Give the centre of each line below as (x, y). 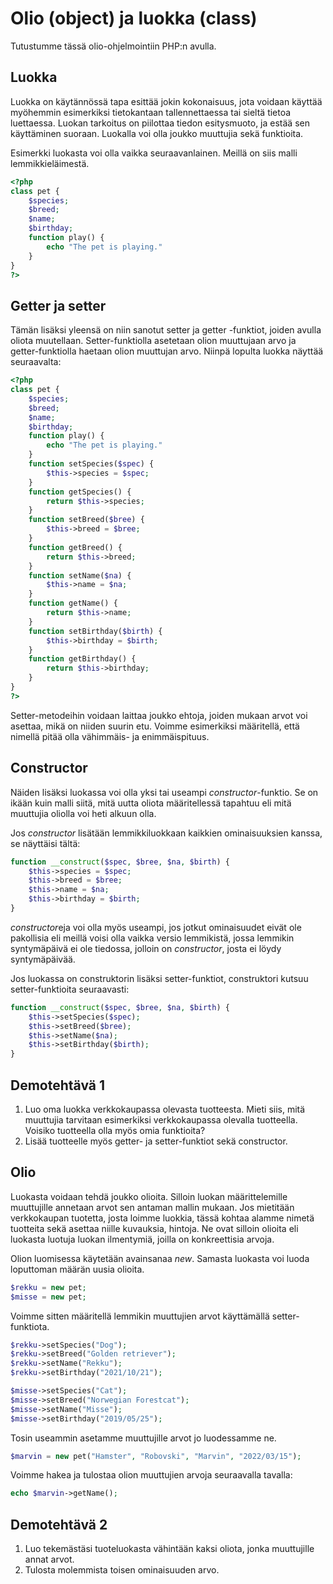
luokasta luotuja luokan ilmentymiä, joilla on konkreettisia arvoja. (142, 1239)
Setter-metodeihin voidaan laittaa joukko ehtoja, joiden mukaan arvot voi (159, 715)
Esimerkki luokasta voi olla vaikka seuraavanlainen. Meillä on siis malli (154, 153)
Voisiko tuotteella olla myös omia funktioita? (115, 1130)
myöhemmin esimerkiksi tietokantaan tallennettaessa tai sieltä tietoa (151, 112)
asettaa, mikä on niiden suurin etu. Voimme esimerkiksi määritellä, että (155, 726)
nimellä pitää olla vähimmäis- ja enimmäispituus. (110, 736)
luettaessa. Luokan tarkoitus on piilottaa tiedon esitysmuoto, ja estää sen (160, 123)
